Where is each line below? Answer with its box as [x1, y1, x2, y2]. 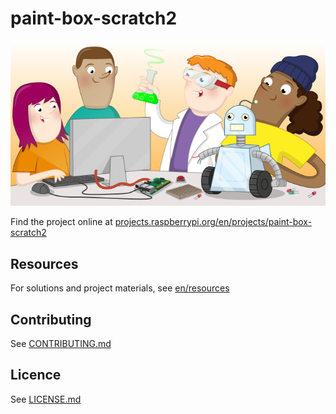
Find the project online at [10, 216, 113, 228]
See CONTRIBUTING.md [10, 338, 112, 350]
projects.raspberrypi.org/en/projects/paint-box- [114, 216, 313, 228]
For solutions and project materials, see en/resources [10, 282, 230, 294]
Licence [10, 367, 62, 384]
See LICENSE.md [10, 393, 82, 405]
